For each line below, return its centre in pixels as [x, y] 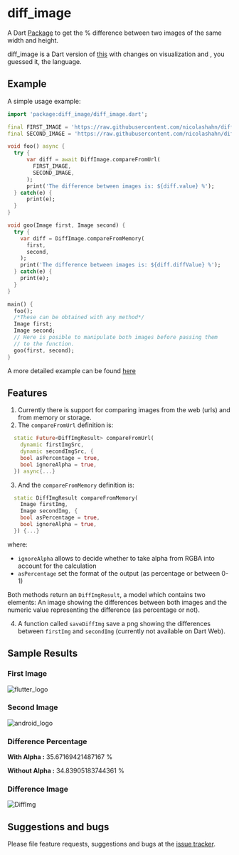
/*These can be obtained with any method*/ [79, 318]
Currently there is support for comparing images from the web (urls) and [124, 410]
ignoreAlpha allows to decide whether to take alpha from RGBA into [116, 558]
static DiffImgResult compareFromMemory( [76, 498]
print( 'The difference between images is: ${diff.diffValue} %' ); [121, 265]
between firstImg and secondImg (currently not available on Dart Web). [121, 631]
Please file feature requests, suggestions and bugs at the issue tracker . [111, 844]
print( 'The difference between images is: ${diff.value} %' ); [120, 186]
